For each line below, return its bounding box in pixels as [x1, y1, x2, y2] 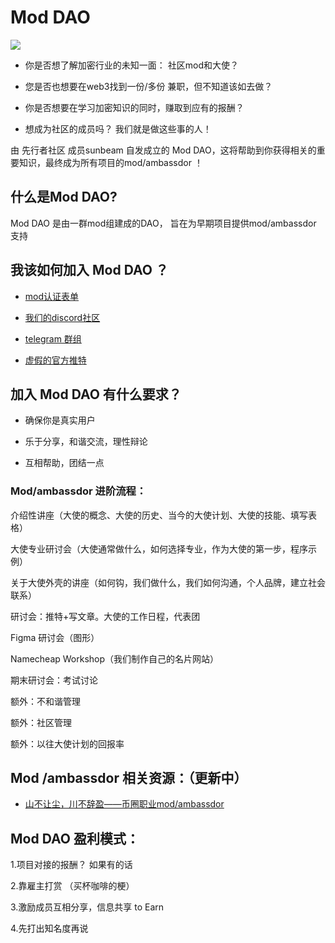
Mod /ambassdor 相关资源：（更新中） [10, 770, 248, 787]
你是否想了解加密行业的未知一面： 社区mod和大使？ [24, 59, 239, 71]
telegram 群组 [24, 332, 82, 345]
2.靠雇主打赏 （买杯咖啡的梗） [10, 880, 135, 892]
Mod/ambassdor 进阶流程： [10, 484, 147, 498]
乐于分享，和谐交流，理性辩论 [24, 436, 148, 448]
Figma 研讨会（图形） [10, 631, 100, 643]
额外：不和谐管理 [10, 695, 81, 707]
